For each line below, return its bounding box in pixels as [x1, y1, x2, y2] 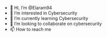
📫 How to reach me [9, 26, 51, 32]
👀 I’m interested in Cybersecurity [9, 10, 78, 16]
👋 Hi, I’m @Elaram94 [9, 5, 52, 10]
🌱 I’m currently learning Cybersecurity [9, 15, 89, 21]
